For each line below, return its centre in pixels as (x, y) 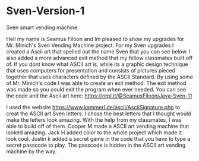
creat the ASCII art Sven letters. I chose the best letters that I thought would (99, 113)
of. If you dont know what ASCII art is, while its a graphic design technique (97, 64)
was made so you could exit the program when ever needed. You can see (96, 89)
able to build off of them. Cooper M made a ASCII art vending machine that (98, 126)
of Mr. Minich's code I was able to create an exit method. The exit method (96, 83)
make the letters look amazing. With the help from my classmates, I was (94, 119)
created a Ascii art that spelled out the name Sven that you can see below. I (98, 51)
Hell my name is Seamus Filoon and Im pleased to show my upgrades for (95, 39)
